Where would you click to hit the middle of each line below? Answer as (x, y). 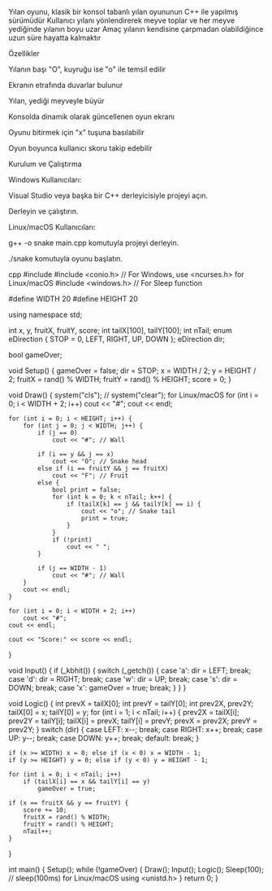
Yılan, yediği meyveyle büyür (56, 101)
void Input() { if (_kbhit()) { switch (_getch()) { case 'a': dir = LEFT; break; (130, 670)
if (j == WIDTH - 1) (72, 568)
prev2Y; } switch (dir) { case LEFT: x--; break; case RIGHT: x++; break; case (136, 729)
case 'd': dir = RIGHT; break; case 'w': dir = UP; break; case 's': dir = (123, 679)
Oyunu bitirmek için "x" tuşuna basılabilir (76, 132)
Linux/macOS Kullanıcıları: (52, 227)
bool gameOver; (35, 355)
